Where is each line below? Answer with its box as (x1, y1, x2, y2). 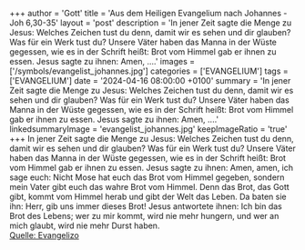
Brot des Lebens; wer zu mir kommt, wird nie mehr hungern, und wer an (9, 211, 280, 221)
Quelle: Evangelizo (9, 230, 79, 240)
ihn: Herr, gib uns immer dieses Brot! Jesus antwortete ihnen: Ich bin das (9, 201, 282, 212)
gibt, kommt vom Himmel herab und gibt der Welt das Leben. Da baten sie (9, 191, 287, 202)
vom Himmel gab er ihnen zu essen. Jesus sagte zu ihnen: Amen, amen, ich (9, 163, 294, 173)
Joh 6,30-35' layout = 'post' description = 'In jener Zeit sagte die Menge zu (9, 17, 292, 28)
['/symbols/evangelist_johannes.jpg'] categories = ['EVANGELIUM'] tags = (9, 65, 289, 76)
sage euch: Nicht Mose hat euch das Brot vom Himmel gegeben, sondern (9, 172, 285, 183)
